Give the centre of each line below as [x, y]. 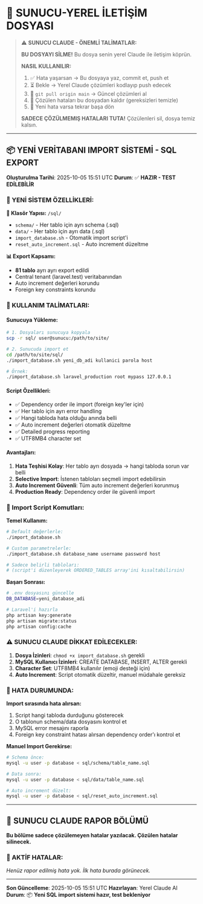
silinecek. [19, 842]
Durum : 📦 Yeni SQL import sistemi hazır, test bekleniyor [79, 895]
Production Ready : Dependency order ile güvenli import [85, 491]
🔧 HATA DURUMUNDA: [40, 690]
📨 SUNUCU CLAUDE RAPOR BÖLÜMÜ [78, 821]
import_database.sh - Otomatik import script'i [71, 238]
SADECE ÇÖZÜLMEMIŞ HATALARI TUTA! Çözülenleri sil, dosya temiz [108, 118]
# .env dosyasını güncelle [40, 593]
